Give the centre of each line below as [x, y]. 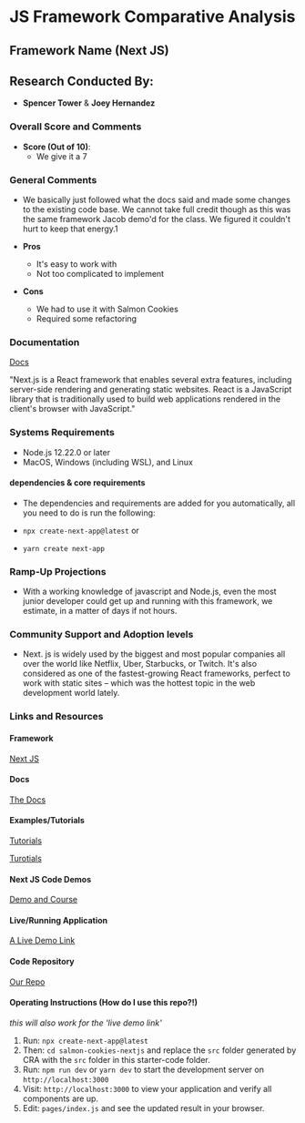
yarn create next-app [63, 548]
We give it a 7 [62, 156]
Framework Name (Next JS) [90, 51]
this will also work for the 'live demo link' [86, 1023]
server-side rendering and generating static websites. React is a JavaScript [151, 390]
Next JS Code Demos [51, 879]
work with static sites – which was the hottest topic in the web [139, 683]
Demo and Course [44, 900]
